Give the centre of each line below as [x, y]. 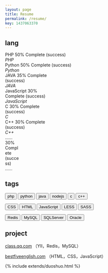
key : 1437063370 [21, 23]
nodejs [58, 196]
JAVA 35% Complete [26, 76]
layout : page [18, 10]
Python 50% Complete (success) [38, 65]
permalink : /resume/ [26, 19]
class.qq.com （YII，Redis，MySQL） [43, 246]
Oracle [76, 217]
